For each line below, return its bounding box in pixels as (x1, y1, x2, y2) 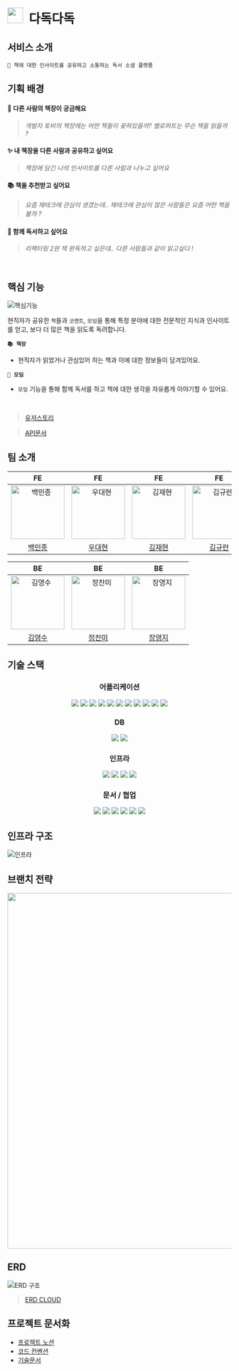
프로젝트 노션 (17, 1338, 55, 1346)
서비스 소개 (7, 41, 53, 53)
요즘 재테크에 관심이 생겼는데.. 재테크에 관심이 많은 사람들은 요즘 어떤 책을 (24, 201, 230, 209)
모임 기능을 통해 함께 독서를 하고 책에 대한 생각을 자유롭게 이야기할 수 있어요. (17, 385, 229, 393)
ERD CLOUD (24, 1295, 62, 1303)
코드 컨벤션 (17, 1347, 49, 1355)
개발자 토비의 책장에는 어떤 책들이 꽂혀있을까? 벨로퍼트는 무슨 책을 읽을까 (24, 121, 228, 129)
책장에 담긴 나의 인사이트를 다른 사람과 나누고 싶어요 (24, 164, 169, 172)
